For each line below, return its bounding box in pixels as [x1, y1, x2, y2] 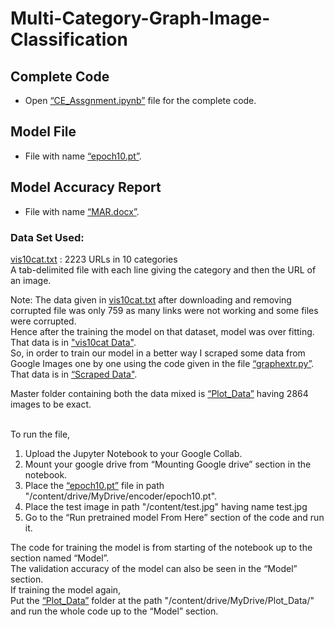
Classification [10, 28, 128, 51]
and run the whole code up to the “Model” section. [10, 605, 219, 617]
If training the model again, [10, 583, 122, 596]
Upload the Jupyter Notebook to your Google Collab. [24, 447, 243, 459]
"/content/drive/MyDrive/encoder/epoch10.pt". [24, 490, 218, 502]
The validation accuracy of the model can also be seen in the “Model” [10, 562, 298, 574]
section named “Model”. [10, 552, 110, 564]
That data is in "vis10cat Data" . [10, 336, 137, 348]
